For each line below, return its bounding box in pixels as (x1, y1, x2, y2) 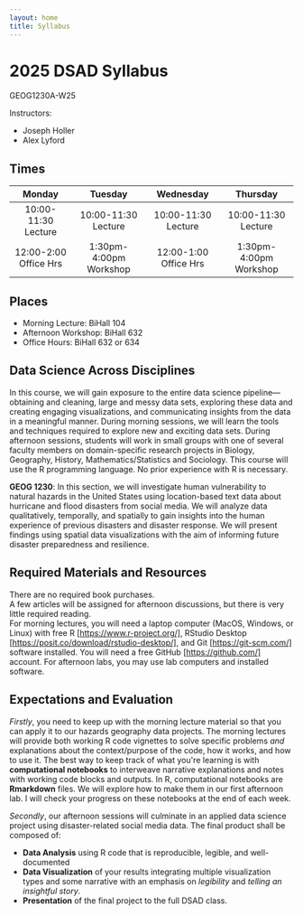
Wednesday (156, 188, 209, 201)
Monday (22, 188, 59, 201)
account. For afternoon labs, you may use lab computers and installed (9, 656, 269, 667)
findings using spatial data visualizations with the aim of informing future (9, 529, 280, 540)
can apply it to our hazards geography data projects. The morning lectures (9, 725, 287, 736)
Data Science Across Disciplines (9, 363, 196, 378)
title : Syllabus (9, 22, 70, 31)
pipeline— (243, 387, 281, 397)
